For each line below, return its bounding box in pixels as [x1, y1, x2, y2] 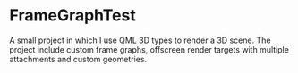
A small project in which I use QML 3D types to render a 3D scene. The [9, 35, 271, 45]
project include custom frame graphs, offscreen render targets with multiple [9, 44, 289, 54]
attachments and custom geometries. [9, 53, 148, 64]
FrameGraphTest [9, 5, 136, 26]
